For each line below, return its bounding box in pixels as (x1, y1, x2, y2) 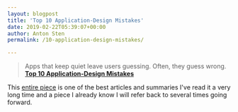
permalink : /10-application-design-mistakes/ (7, 37, 144, 44)
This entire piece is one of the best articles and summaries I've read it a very (7, 83, 231, 92)
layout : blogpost (7, 10, 59, 18)
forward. (7, 98, 33, 106)
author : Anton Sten (7, 30, 65, 37)
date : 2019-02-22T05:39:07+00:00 (7, 23, 106, 30)
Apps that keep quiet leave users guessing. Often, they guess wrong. (24, 62, 227, 70)
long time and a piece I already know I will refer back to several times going (7, 91, 227, 99)
